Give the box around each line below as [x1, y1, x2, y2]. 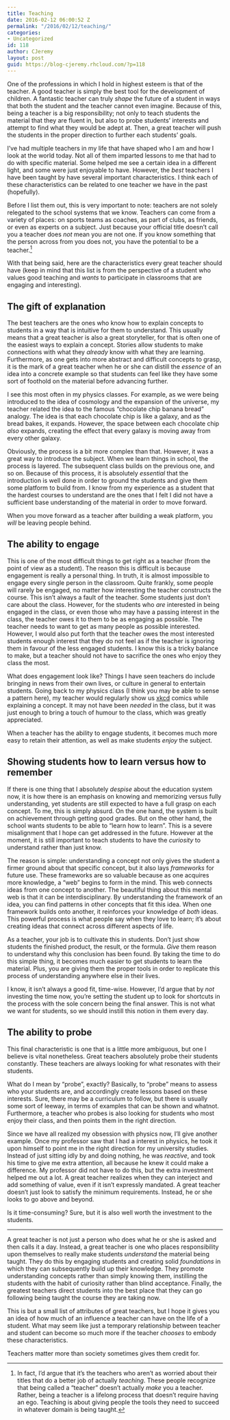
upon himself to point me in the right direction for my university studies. [7, 1144, 209, 1152]
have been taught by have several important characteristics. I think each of [7, 173, 218, 182]
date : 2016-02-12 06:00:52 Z [7, 16, 90, 23]
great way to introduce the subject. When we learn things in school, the [7, 455, 209, 463]
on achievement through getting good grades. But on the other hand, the [7, 814, 212, 822]
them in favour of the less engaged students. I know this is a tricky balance [7, 644, 219, 652]
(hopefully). [7, 188, 40, 196]
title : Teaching [7, 10, 53, 17]
